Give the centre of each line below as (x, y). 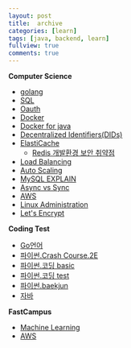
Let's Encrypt (42, 213)
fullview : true (34, 46)
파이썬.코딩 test (45, 275)
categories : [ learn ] (43, 31)
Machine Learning (50, 327)
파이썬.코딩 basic (47, 265)
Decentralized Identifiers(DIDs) (71, 135)
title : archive (35, 23)
